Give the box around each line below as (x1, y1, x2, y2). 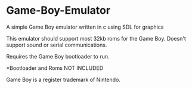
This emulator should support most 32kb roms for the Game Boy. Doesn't (6, 35, 187, 42)
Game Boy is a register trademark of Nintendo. (6, 76, 120, 83)
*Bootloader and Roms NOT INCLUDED (6, 64, 104, 72)
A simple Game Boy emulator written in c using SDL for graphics (6, 23, 164, 30)
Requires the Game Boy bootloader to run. (6, 53, 110, 60)
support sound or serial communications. (6, 41, 107, 48)
